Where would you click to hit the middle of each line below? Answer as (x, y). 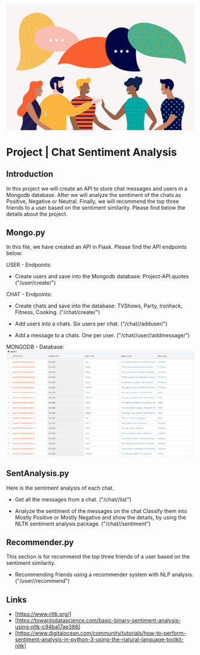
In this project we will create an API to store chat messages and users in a (97, 188)
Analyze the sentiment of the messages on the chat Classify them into (101, 511)
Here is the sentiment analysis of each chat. (60, 488)
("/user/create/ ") (35, 283)
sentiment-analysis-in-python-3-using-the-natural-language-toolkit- (99, 639)
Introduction (30, 174)
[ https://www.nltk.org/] (43, 614)
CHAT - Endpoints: (29, 294)
